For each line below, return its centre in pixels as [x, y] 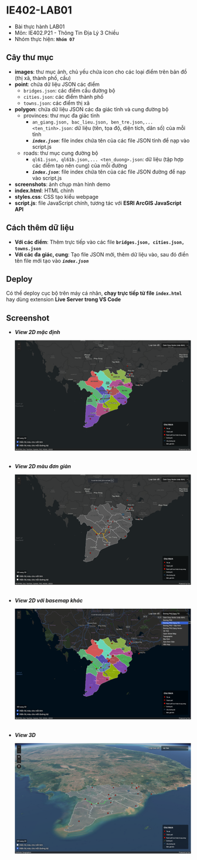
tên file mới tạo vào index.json [52, 261]
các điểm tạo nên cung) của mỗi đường [79, 165]
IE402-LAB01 [39, 10]
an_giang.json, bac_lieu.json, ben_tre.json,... [93, 122]
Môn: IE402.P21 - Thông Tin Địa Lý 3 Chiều [67, 32]
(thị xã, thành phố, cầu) [43, 78]
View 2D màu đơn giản [43, 466]
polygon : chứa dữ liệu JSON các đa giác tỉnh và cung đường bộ [91, 109]
